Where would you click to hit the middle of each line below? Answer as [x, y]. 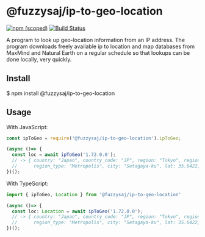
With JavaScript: [27, 127]
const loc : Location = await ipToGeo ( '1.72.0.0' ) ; [77, 211]
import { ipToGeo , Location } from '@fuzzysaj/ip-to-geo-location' [94, 194]
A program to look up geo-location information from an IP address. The [95, 40]
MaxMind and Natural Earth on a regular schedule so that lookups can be [98, 52]
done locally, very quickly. [39, 59]
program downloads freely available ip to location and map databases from [101, 46]
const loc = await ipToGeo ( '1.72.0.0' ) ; [64, 155]
